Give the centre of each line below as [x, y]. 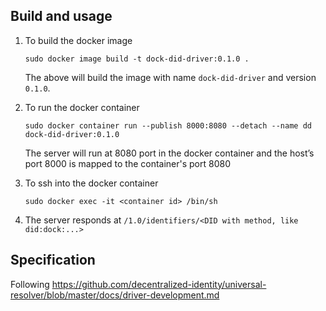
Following [30, 284]
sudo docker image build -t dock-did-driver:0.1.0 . [137, 59]
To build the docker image [78, 40]
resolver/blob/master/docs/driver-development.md [115, 295]
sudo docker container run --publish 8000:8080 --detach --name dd [168, 125]
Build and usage [61, 16]
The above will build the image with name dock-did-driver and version [170, 77]
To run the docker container [82, 107]
